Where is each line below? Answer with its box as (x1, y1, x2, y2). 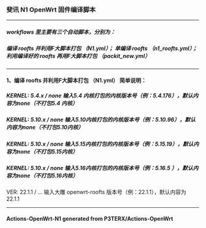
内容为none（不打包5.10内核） (6, 124, 84, 131)
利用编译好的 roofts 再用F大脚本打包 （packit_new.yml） (6, 52, 151, 60)
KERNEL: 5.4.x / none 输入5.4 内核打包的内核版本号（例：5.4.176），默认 (6, 91, 193, 99)
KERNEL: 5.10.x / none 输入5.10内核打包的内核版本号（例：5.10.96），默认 (6, 116, 196, 123)
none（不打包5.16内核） (17, 172, 78, 179)
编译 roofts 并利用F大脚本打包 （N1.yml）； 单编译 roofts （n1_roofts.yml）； (6, 45, 197, 52)
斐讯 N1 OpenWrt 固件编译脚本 (6, 5, 96, 13)
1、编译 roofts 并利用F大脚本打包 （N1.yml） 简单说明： (6, 77, 147, 84)
